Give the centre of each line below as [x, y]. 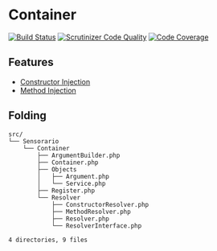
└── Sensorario [34, 141]
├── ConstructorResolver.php [100, 204]
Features [31, 62]
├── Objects [57, 169]
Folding [27, 115]
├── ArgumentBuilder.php [79, 155]
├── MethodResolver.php [91, 212]
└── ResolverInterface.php [96, 226]
